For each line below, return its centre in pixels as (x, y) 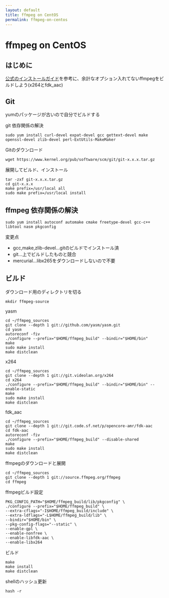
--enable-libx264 (24, 542)
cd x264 (14, 380)
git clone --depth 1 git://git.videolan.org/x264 (60, 375)
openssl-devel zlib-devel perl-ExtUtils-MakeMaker (61, 140)
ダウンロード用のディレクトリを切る (44, 292)
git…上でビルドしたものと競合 (44, 254)
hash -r (14, 591)
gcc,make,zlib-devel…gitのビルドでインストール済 (66, 248)
